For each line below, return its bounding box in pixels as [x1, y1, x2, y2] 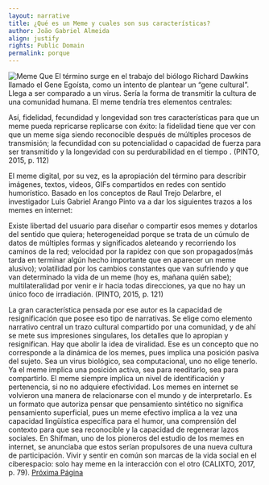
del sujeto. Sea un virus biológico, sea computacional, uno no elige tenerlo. [8, 356, 258, 366]
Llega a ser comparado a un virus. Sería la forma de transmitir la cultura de [8, 89, 257, 97]
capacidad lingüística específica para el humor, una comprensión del [8, 417, 237, 425]
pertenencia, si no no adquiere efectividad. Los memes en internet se [8, 382, 239, 392]
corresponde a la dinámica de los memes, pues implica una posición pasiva [8, 348, 259, 357]
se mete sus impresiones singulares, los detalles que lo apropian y [8, 331, 229, 340]
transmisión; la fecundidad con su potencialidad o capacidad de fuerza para [8, 139, 262, 147]
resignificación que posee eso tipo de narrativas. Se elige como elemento [8, 313, 253, 323]
